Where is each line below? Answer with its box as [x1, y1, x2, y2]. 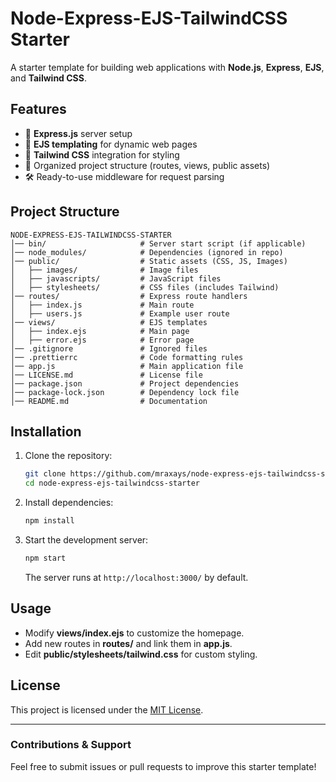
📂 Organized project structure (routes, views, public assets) [24, 159, 271, 171]
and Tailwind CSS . [10, 72, 87, 84]
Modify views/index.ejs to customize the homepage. [24, 627, 245, 639]
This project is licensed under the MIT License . [10, 703, 204, 716]
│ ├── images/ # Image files [10, 265, 199, 275]
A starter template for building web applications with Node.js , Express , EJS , [10, 61, 325, 73]
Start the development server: [24, 534, 149, 546]
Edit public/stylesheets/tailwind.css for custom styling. [24, 648, 258, 660]
